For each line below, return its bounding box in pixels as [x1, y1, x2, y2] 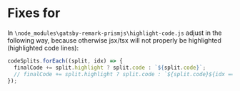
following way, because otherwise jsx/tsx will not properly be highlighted [7, 36, 221, 44]
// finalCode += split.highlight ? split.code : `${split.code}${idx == [14, 70, 235, 77]
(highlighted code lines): [7, 43, 79, 52]
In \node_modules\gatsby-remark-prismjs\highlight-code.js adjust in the [7, 28, 222, 37]
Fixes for [7, 5, 61, 21]
